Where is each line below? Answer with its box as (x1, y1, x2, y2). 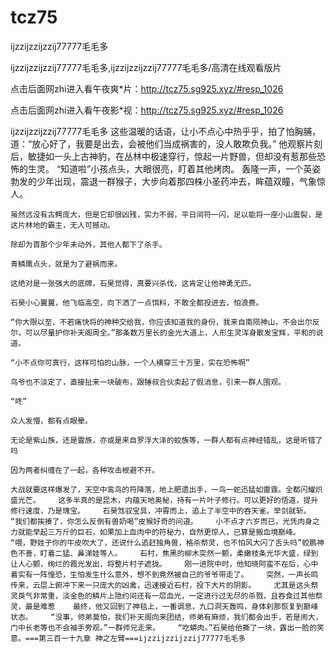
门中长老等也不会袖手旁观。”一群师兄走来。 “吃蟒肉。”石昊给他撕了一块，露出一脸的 (10, 622, 318, 633)
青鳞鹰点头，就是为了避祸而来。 (10, 259, 123, 269)
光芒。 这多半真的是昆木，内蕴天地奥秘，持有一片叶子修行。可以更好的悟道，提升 (17, 495, 319, 505)
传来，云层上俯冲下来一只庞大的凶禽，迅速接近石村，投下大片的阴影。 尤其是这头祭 (10, 580, 319, 590)
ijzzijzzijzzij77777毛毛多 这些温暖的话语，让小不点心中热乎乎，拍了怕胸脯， (10, 125, 322, 137)
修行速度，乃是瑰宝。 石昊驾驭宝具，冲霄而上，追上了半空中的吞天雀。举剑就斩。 (10, 506, 312, 516)
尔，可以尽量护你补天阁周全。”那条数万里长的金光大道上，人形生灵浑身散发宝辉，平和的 (10, 327, 317, 338)
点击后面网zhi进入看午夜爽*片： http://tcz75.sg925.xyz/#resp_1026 (10, 82, 284, 95)
